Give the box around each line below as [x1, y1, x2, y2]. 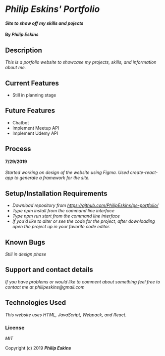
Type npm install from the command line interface [12, 208, 115, 214]
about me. [5, 65, 26, 71]
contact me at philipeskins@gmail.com [5, 284, 85, 290]
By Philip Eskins [5, 31, 39, 38]
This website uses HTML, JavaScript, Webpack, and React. [5, 312, 127, 318]
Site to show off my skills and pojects [5, 20, 84, 26]
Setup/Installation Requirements [5, 189, 108, 197]
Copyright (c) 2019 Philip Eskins [5, 345, 71, 351]
